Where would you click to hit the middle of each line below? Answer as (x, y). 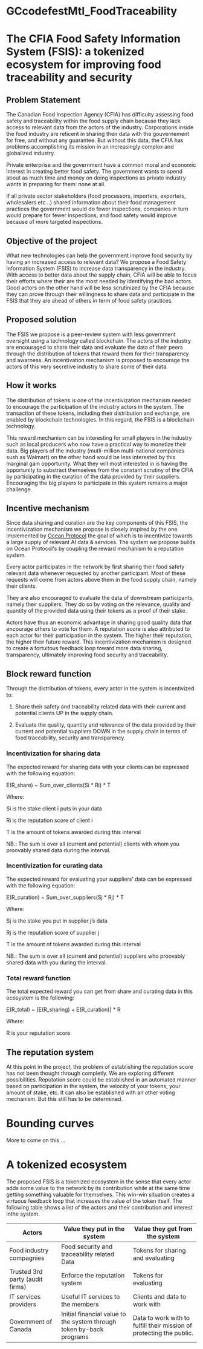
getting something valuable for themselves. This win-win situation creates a (101, 1194)
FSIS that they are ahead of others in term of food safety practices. (90, 301)
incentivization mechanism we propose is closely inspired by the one (92, 530)
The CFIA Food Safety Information (94, 39)
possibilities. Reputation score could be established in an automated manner (101, 1079)
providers (23, 1304)
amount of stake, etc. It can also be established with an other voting (91, 1092)
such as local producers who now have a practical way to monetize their (96, 444)
